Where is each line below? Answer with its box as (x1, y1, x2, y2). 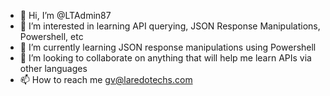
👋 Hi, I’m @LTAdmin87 (19, 10, 112, 21)
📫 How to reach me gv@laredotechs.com (19, 74, 193, 85)
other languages (19, 63, 88, 74)
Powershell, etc (19, 31, 84, 42)
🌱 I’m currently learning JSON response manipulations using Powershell (19, 41, 317, 53)
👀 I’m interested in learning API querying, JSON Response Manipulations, (19, 20, 321, 32)
